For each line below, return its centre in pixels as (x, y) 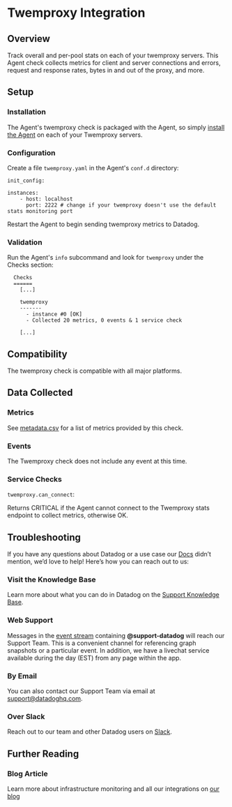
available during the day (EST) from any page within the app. (94, 658)
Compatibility (37, 354)
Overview (29, 39)
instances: (23, 193)
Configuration (31, 153)
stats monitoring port (40, 211)
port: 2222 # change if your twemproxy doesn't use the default (121, 205)
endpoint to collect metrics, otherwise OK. (68, 515)
